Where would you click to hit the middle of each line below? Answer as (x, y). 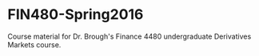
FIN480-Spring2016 (76, 15)
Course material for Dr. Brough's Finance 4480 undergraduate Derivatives (129, 36)
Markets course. (34, 44)
